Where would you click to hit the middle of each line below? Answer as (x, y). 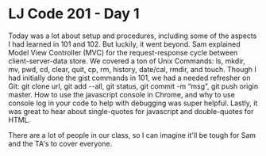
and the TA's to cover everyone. (60, 143)
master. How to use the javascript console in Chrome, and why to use (122, 94)
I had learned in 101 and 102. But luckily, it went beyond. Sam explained (124, 44)
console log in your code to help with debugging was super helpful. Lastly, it (133, 103)
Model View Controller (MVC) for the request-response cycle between (123, 52)
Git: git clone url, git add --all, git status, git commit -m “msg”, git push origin (133, 86)
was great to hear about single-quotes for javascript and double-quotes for (131, 111)
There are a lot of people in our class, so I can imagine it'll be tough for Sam (132, 135)
